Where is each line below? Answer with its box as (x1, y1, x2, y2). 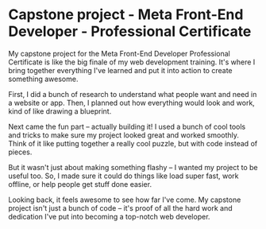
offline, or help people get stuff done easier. (8, 179, 152, 188)
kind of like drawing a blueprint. (8, 106, 112, 116)
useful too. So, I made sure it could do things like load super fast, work (8, 171, 239, 180)
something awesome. (8, 74, 79, 83)
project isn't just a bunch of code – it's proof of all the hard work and (8, 203, 233, 212)
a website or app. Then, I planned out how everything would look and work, (8, 98, 256, 107)
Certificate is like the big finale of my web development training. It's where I (8, 57, 256, 67)
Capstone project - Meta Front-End (8, 6, 244, 24)
